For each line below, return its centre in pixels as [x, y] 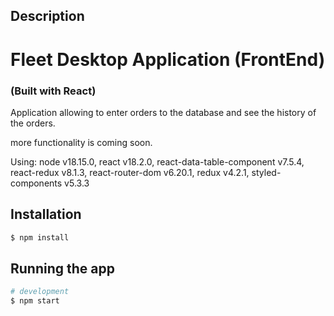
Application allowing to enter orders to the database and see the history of [163, 112]
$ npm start [35, 301]
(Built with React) [53, 91]
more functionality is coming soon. [81, 142]
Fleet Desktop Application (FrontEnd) [168, 59]
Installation [46, 214]
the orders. [33, 123]
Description [47, 16]
